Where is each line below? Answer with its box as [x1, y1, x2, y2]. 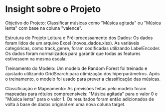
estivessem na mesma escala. [5, 56, 67, 61]
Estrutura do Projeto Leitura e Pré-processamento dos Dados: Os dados [5, 35, 153, 41]
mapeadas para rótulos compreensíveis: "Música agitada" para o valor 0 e [5, 91, 158, 97]
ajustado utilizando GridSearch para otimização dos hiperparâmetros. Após [5, 70, 160, 76]
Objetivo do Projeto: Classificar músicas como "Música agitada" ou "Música [5, 20, 161, 26]
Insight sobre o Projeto [5, 3, 101, 15]
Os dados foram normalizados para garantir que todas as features [5, 51, 141, 56]
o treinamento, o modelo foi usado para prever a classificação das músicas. [5, 76, 161, 82]
